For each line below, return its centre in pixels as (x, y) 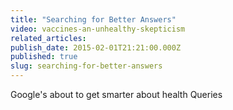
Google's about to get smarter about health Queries (116, 94)
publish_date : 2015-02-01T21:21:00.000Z (96, 47)
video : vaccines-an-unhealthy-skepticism (98, 29)
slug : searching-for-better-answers (86, 66)
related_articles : (48, 38)
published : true (44, 57)
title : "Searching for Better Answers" (93, 19)
